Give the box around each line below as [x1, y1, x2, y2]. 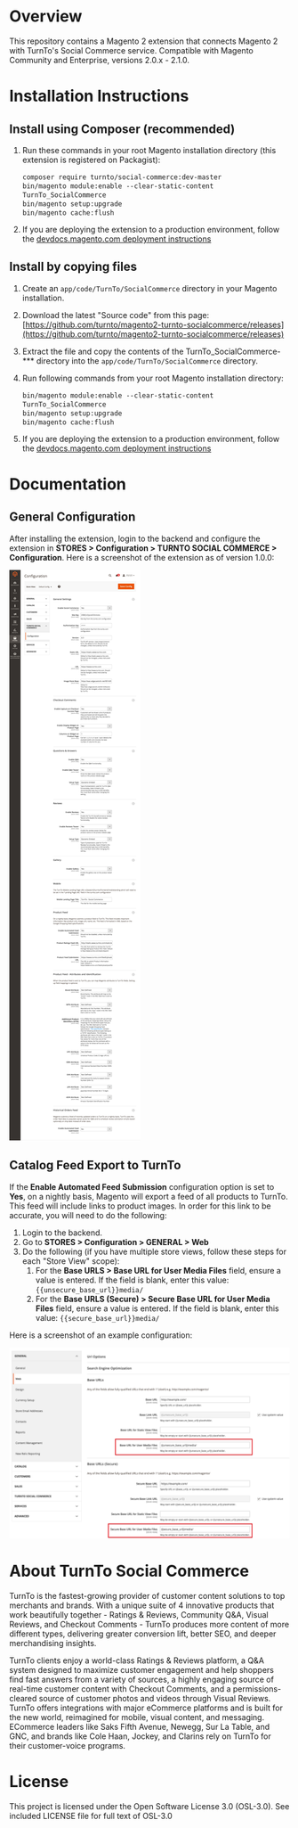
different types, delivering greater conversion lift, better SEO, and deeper [9, 1628, 277, 1639]
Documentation [9, 474, 127, 494]
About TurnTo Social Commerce [9, 1562, 250, 1581]
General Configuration [9, 510, 136, 525]
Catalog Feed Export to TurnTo [9, 1158, 181, 1173]
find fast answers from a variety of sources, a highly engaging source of [9, 1674, 274, 1685]
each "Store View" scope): [21, 1255, 120, 1266]
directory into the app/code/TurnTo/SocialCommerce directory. [36, 355, 258, 366]
